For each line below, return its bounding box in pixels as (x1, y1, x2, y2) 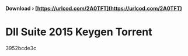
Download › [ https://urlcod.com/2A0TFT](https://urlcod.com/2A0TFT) (5, 5, 182, 12)
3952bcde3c (5, 44, 37, 51)
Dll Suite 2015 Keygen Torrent (5, 26, 152, 38)
